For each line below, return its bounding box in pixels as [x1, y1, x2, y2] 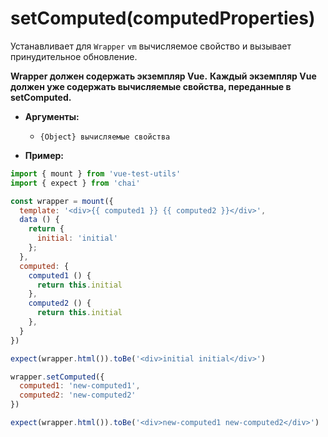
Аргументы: [24, 110, 80, 122]
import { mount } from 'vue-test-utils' [10, 168, 182, 179]
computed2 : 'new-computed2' [19, 390, 137, 401]
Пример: [24, 149, 65, 161]
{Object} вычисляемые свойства [39, 132, 171, 142]
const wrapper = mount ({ [10, 196, 114, 206]
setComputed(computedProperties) [10, 7, 316, 30]
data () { [19, 215, 60, 225]
